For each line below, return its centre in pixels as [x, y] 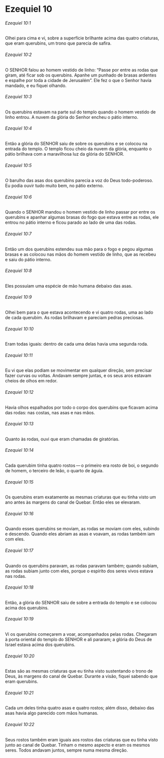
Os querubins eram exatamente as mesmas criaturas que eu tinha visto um [81, 497]
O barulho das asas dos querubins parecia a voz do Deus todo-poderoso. [79, 181]
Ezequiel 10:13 [19, 424]
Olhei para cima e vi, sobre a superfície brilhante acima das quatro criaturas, [82, 38]
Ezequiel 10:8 [18, 271]
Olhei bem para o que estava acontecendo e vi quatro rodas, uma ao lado [79, 312]
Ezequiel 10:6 [18, 197]
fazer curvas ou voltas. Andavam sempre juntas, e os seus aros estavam [78, 376]
